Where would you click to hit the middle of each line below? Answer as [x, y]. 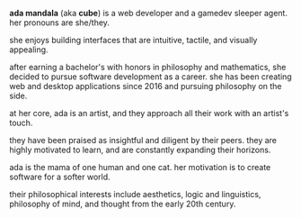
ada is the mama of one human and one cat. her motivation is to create [140, 167]
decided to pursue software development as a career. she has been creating [150, 77]
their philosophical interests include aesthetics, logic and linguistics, [135, 194]
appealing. [29, 50]
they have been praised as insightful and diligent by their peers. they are [143, 140]
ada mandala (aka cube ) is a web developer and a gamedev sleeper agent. [148, 13]
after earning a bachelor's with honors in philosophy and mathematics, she [148, 67]
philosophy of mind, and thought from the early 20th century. [123, 204]
